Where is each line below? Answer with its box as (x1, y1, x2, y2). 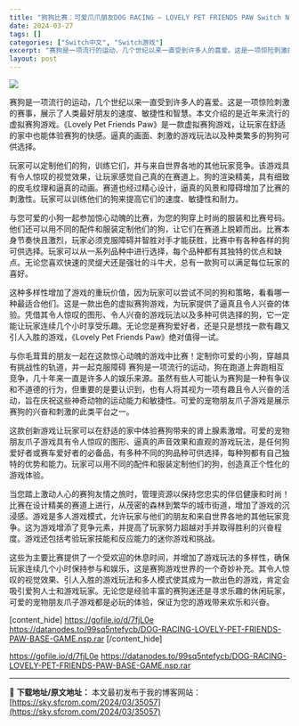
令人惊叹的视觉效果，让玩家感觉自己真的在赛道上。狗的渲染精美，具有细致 (16, 171, 290, 182)
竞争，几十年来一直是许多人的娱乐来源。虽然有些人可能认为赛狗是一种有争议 (9, 373, 290, 383)
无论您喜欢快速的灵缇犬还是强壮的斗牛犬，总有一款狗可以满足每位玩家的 (24, 257, 290, 267)
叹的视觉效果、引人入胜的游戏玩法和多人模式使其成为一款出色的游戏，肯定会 (9, 575, 290, 584)
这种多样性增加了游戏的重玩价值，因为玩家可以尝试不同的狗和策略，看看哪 (9, 287, 282, 298)
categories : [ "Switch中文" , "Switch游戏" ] (9, 37, 164, 47)
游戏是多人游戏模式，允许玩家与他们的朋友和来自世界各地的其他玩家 (32, 511, 282, 521)
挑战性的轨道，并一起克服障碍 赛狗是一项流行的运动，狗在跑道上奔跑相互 (16, 362, 285, 372)
